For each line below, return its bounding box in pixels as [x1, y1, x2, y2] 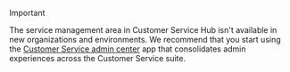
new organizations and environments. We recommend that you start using [9, 35, 281, 44]
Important [9, 8, 46, 18]
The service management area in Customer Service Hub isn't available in [9, 25, 278, 35]
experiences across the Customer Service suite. [9, 53, 186, 63]
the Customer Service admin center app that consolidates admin [9, 44, 247, 54]
